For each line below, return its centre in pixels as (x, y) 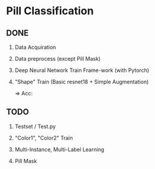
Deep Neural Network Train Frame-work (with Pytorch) (82, 70)
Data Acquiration (35, 47)
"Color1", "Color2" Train (44, 137)
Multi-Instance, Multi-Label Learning (59, 149)
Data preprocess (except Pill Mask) (58, 59)
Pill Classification (50, 11)
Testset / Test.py (35, 126)
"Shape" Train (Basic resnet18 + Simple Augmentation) (82, 82)
